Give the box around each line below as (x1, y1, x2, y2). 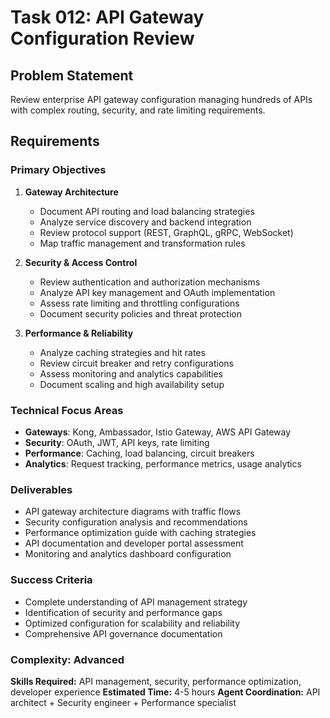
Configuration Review (10, 27, 195, 50)
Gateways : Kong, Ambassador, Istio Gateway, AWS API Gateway (24, 426, 292, 438)
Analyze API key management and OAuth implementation (39, 286, 276, 298)
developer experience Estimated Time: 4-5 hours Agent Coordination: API (10, 686, 321, 698)
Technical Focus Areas (10, 403, 124, 417)
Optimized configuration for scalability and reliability (24, 617, 241, 629)
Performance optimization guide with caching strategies (24, 527, 257, 539)
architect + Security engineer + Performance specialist (10, 696, 237, 708)
